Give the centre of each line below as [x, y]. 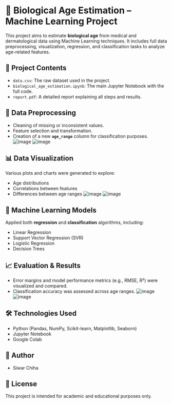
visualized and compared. [40, 286]
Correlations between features [45, 189]
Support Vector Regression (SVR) [48, 238]
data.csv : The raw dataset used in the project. [62, 80]
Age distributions [31, 183]
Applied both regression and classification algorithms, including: [75, 223]
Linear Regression [32, 232]
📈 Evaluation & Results [43, 265]
